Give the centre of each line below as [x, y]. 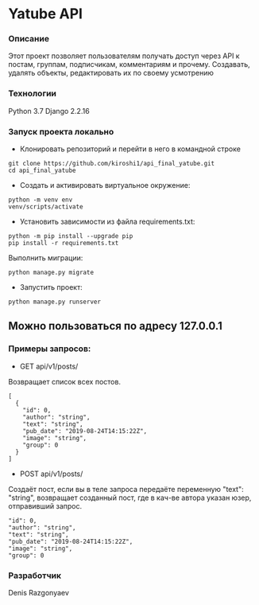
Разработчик [35, 576]
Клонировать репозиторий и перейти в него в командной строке [130, 149]
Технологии [33, 94]
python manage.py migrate [51, 273]
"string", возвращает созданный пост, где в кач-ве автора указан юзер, [130, 498]
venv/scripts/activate [46, 207]
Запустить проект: [51, 287]
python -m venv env [41, 200]
